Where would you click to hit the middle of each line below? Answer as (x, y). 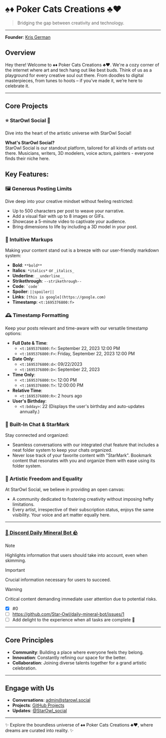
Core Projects (27, 106)
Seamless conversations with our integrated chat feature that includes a (85, 445)
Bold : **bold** (27, 265)
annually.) (30, 411)
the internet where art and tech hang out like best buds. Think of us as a (79, 70)
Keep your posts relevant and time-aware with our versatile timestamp (77, 328)
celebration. (24, 668)
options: (14, 333)
